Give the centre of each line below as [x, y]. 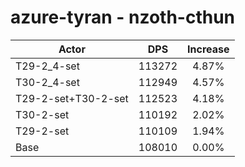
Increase [208, 49]
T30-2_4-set [47, 82]
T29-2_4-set [47, 66]
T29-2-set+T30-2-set [72, 98]
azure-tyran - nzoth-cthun [123, 17]
